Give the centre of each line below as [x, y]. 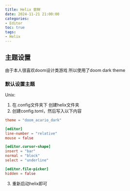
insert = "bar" [20, 151]
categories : [17, 18]
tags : [10, 32]
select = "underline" [27, 160]
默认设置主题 [20, 84]
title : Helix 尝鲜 [23, 9]
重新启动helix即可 [30, 183]
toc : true [15, 28]
